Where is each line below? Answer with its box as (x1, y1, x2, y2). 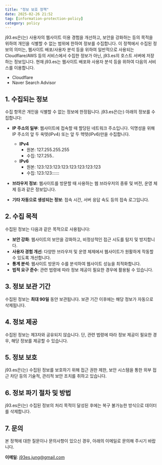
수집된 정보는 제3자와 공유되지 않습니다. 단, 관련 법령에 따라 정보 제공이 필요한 (5, 332, 152, 337)
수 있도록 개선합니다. (12, 254, 51, 260)
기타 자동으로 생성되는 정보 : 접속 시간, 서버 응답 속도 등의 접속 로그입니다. (12, 197, 149, 203)
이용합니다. (14, 65, 35, 71)
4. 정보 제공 (5, 318, 38, 326)
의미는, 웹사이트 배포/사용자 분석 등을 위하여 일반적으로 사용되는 (14, 47, 134, 52)
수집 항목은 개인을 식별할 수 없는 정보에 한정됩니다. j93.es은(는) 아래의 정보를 (5, 109, 151, 115)
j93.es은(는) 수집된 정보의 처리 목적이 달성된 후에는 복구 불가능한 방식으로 (5, 402, 144, 408)
